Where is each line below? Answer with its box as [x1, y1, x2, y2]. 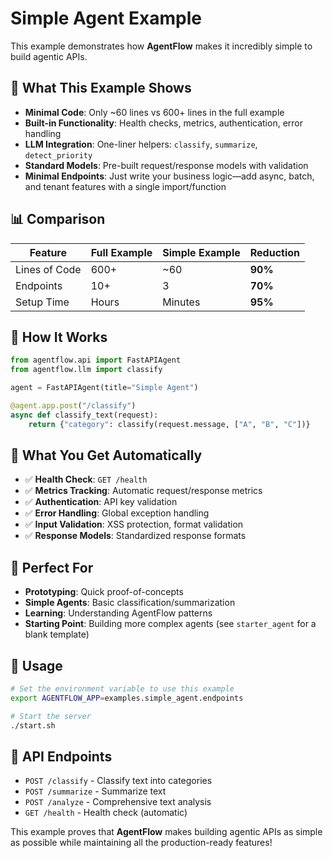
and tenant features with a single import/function [24, 180, 227, 192]
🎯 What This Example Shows [10, 80, 192, 97]
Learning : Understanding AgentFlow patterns [24, 607, 213, 619]
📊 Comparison [10, 211, 106, 228]
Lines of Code [15, 262, 82, 276]
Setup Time [15, 295, 70, 309]
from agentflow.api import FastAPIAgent [10, 355, 182, 366]
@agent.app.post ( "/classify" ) [10, 401, 137, 411]
